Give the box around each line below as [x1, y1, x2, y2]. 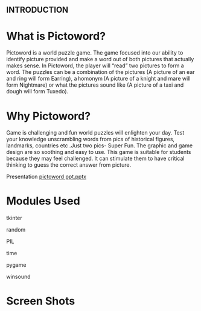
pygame [6, 261, 27, 269]
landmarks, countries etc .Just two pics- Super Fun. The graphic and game [6, 142, 193, 149]
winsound [6, 273, 31, 281]
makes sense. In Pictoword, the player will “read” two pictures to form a [6, 62, 184, 69]
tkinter [6, 215, 22, 222]
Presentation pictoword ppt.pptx [6, 173, 86, 181]
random [6, 226, 26, 233]
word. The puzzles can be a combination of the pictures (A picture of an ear [6, 69, 195, 76]
